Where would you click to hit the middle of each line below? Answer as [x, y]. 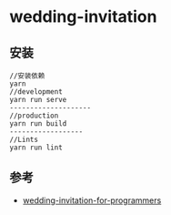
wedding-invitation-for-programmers [92, 200]
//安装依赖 [27, 76]
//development [36, 92]
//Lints [24, 139]
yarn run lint [36, 148]
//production [34, 116]
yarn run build [38, 124]
